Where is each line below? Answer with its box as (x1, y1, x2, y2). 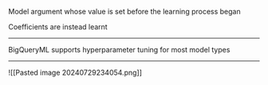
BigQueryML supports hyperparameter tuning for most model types (8, 45, 231, 54)
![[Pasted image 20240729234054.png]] (8, 68, 142, 77)
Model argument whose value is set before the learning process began (8, 7, 241, 16)
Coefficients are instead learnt (8, 22, 108, 31)
